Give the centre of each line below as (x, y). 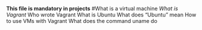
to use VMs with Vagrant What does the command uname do (82, 21)
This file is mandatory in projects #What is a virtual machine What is (92, 9)
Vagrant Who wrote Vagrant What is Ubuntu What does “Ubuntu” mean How (101, 15)
